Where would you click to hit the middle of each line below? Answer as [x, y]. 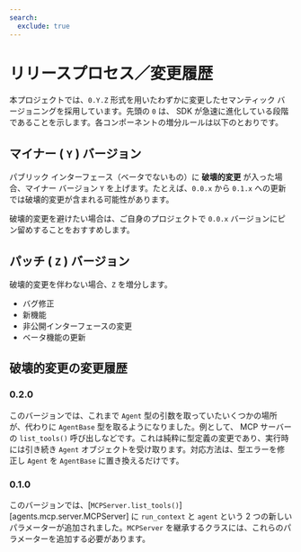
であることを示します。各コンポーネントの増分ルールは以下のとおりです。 [146, 122]
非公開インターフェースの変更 [77, 326]
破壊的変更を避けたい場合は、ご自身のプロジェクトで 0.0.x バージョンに [144, 219]
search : [24, 18]
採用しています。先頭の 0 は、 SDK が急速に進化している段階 [177, 111]
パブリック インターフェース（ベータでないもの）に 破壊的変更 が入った [142, 177]
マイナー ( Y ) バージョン [75, 154]
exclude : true [44, 26]
